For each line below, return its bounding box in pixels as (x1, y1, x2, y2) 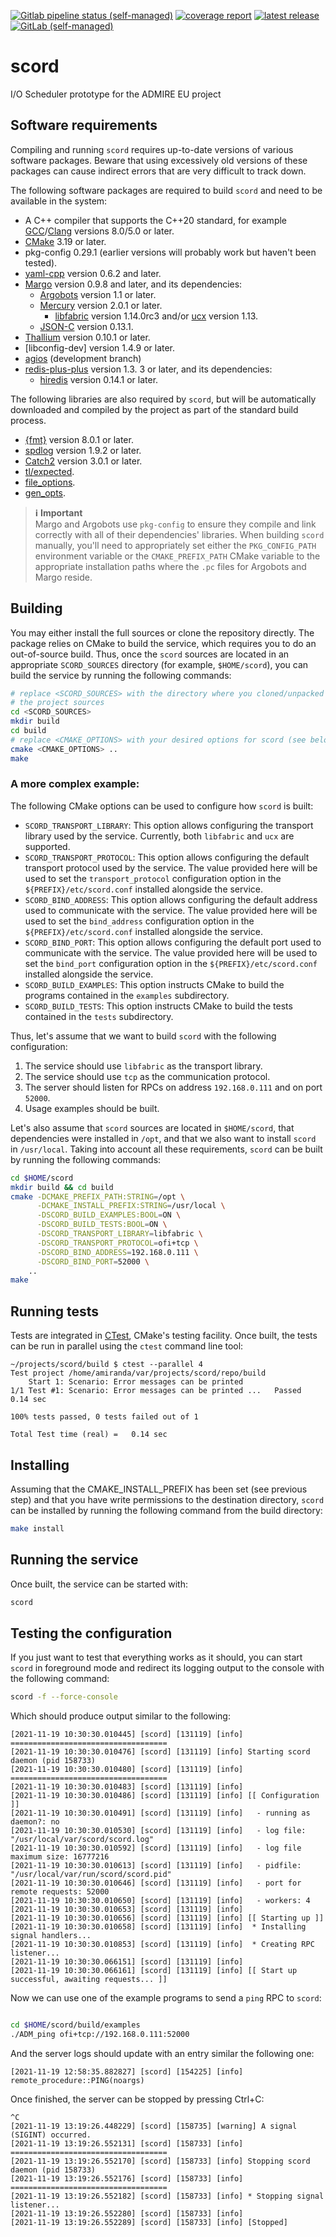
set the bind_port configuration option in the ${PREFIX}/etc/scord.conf (24, 957, 318, 969)
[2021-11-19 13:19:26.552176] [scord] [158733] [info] (10, 2173, 244, 2184)
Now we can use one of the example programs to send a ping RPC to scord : (10, 1992, 322, 2004)
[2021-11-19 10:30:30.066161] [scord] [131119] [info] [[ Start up (10, 1966, 298, 1976)
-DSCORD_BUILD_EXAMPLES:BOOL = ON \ (36, 1210, 182, 1220)
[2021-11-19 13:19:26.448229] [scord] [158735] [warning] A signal (10, 2121, 298, 2131)
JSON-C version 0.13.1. (39, 320, 134, 332)
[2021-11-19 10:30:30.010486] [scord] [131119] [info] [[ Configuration (10, 1791, 320, 1801)
